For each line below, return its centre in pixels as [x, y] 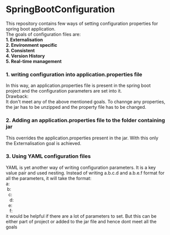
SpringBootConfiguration [60, 9]
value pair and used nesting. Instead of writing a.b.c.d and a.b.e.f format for [85, 173]
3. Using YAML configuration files [48, 156]
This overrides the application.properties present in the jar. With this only [82, 138]
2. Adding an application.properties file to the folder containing [86, 121]
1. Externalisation [24, 40]
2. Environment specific [32, 45]
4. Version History [25, 56]
